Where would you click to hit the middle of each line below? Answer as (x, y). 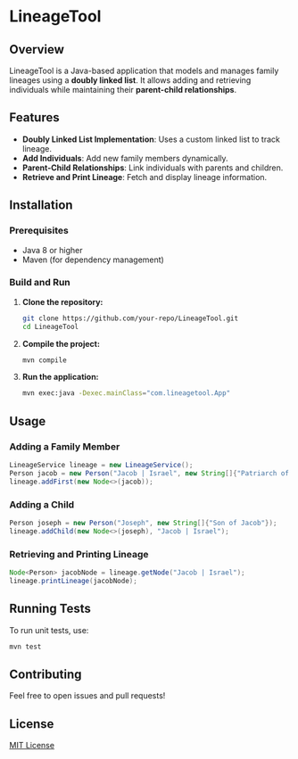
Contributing (46, 674)
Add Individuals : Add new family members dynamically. (125, 158)
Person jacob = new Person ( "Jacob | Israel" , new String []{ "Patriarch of (149, 473)
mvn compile (44, 360)
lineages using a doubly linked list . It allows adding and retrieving (130, 80)
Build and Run (40, 283)
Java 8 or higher (52, 250)
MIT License (32, 746)
